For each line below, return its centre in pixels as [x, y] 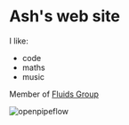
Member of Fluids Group [54, 94]
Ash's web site [65, 16]
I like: [19, 41]
